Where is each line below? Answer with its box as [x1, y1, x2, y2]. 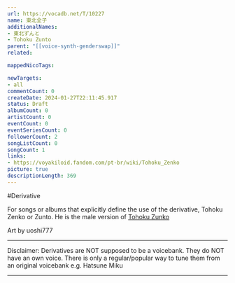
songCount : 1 [7, 146, 45, 153]
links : [7, 153, 27, 160]
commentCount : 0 [7, 88, 55, 95]
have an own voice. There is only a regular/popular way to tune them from [7, 254, 220, 262]
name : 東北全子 [7, 17, 48, 24]
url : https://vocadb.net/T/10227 [7, 10, 105, 18]
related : [7, 50, 33, 57]
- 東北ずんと [7, 29, 40, 37]
